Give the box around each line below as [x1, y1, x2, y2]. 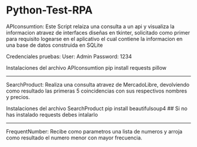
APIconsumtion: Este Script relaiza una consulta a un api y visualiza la [6, 23, 175, 30]
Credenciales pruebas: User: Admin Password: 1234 [6, 53, 132, 60]
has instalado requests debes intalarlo [6, 111, 98, 118]
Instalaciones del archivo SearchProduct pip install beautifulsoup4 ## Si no [6, 105, 188, 112]
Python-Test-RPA [6, 4, 93, 17]
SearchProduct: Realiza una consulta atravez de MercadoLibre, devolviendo [6, 81, 189, 88]
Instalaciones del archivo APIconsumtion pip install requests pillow [6, 64, 167, 71]
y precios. [6, 93, 30, 100]
